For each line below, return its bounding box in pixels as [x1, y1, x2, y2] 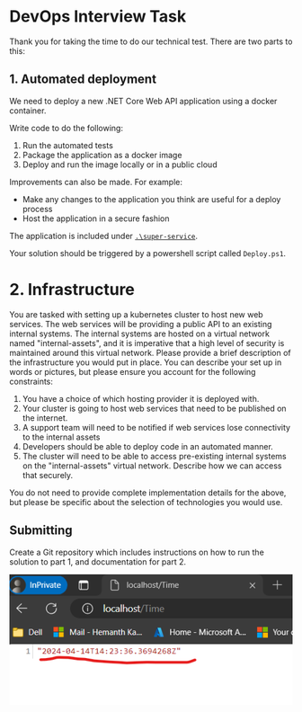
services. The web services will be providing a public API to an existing [9, 318, 272, 329]
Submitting [9, 523, 74, 538]
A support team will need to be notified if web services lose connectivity [22, 422, 290, 432]
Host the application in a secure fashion [22, 213, 170, 224]
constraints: [9, 376, 54, 387]
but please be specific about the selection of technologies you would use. [9, 496, 283, 507]
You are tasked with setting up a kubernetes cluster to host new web [9, 308, 263, 320]
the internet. [22, 412, 68, 423]
